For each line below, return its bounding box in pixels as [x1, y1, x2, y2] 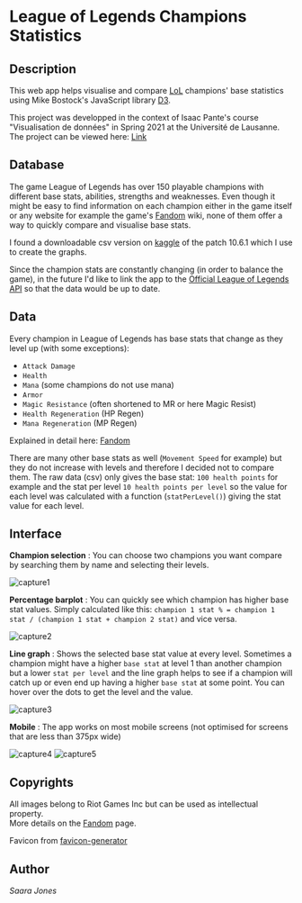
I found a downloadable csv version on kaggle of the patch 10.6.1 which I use [9, 237, 293, 248]
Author [9, 862, 49, 877]
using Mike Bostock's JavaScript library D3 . [9, 95, 171, 105]
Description [9, 61, 76, 77]
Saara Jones [9, 885, 57, 897]
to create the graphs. [9, 246, 87, 257]
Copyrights [9, 774, 74, 790]
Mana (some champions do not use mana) [22, 379, 175, 390]
